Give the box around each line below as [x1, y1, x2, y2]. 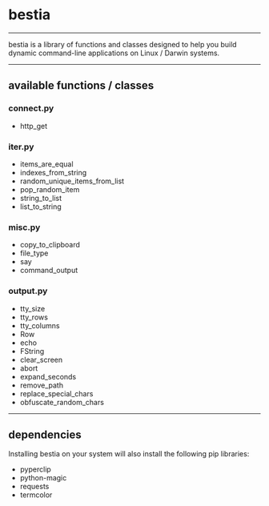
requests [19, 482, 50, 492]
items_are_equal [19, 159, 74, 169]
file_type [19, 248, 49, 258]
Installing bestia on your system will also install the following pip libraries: [8, 449, 250, 459]
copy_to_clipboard [19, 240, 80, 250]
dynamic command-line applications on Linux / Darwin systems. [8, 48, 220, 58]
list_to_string [19, 202, 62, 211]
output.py [8, 286, 48, 297]
